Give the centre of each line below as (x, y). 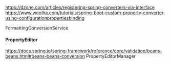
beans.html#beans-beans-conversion (45, 56)
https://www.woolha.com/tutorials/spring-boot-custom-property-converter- (85, 13)
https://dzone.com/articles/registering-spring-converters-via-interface (80, 7)
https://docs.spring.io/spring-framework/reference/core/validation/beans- (84, 51)
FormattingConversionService (37, 28)
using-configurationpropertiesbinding (45, 18)
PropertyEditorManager (111, 56)
